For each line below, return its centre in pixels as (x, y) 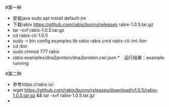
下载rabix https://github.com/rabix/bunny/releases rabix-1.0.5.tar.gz (83, 24)
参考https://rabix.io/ (33, 84)
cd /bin (20, 46)
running (21, 63)
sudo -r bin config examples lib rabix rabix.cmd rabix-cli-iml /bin (79, 41)
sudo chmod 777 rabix (36, 51)
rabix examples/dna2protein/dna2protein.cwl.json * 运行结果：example (88, 58)
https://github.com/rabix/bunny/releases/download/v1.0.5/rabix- (91, 90)
